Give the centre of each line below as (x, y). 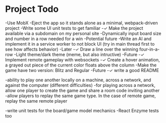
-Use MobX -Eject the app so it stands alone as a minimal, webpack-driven (82, 23)
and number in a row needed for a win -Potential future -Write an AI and (79, 39)
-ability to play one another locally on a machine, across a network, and (78, 80)
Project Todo (32, 9)
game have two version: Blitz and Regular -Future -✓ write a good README (82, 70)
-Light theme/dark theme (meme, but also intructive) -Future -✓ (79, 54)
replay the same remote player (36, 101)
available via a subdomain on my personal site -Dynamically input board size (83, 33)
